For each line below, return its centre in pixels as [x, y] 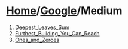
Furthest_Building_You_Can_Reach [57, 33]
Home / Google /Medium [64, 11]
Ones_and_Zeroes [37, 40]
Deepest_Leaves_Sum [42, 27]
